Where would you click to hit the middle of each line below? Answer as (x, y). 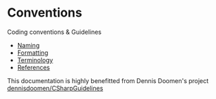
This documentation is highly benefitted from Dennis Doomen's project (108, 80)
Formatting (32, 53)
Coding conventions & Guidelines (55, 32)
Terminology (35, 60)
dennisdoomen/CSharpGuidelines (55, 88)
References (33, 67)
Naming (28, 45)
